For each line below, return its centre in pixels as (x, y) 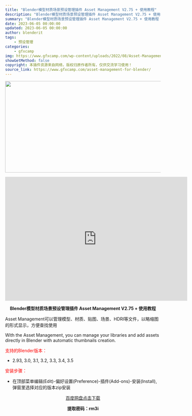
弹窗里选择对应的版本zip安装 (41, 387)
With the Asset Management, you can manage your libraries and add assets (82, 335)
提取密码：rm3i (83, 409)
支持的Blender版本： (26, 351)
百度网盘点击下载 (83, 398)
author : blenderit (24, 33)
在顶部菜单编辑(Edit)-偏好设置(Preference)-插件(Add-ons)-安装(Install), (84, 381)
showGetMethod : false (27, 60)
